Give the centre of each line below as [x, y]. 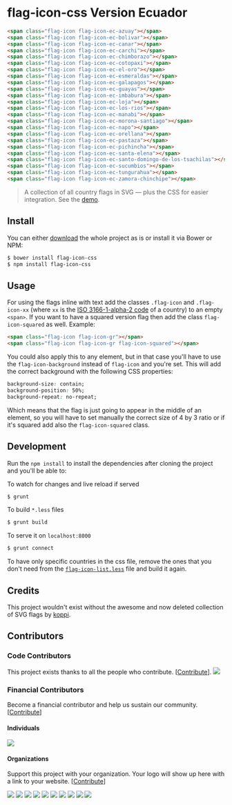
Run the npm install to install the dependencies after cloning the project [110, 463]
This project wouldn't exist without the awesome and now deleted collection [115, 607]
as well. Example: [70, 324]
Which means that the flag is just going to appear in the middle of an [104, 410]
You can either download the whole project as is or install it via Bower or [110, 238]
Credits [23, 590]
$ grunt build [28, 522]
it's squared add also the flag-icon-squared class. [78, 425]
